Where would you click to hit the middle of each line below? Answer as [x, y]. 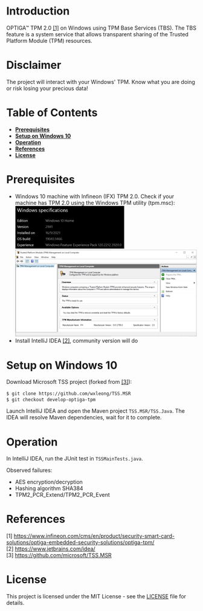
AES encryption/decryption [49, 482]
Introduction [38, 11]
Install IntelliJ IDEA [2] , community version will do [76, 341]
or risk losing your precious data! [47, 88]
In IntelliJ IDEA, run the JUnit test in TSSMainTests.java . [75, 459]
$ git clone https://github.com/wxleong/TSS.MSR [69, 394]
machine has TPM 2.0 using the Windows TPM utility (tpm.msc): [95, 202]
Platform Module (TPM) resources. [49, 40]
